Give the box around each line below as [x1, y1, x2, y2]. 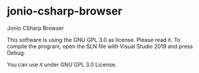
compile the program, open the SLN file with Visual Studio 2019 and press [7, 43, 193, 50]
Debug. [7, 49, 26, 56]
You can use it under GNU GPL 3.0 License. [7, 61, 117, 68]
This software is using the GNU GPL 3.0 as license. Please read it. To [7, 36, 181, 43]
